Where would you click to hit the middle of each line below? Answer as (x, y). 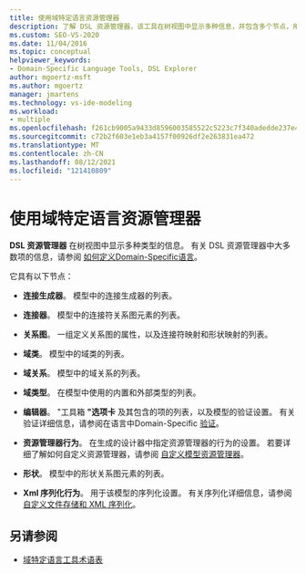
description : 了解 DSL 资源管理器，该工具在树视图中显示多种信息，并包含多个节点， (151, 26)
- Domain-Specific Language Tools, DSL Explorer (103, 69)
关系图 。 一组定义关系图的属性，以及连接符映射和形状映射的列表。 (148, 335)
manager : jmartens (44, 94)
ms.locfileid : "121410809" (61, 171)
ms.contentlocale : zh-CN (56, 153)
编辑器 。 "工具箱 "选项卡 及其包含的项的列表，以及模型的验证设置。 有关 (159, 412)
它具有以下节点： (41, 276)
